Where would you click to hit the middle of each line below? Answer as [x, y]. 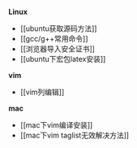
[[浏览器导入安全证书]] [58, 49]
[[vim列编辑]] [42, 92]
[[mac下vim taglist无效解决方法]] [75, 135]
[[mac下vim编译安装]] [56, 125]
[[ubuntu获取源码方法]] [58, 28]
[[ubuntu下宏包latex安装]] [63, 59]
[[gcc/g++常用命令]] [54, 39]
